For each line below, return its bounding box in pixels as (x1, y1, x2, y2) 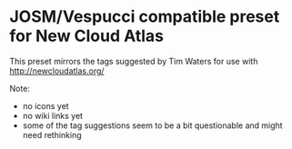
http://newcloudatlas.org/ (9, 65, 105, 76)
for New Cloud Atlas (9, 25, 164, 46)
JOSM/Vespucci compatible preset (9, 6, 280, 27)
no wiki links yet (22, 110, 84, 121)
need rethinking (22, 129, 82, 140)
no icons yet (22, 100, 70, 111)
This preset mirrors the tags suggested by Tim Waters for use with (9, 55, 258, 66)
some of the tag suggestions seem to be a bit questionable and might (22, 120, 284, 131)
